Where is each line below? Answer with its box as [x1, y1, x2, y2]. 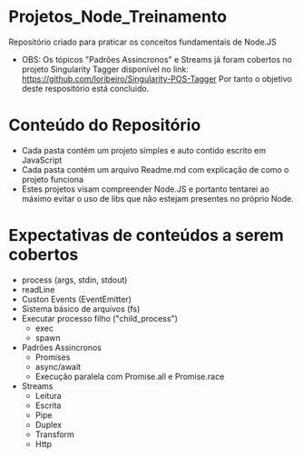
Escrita [34, 400, 62, 411]
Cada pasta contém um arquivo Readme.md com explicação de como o [21, 164, 289, 174]
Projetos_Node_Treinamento [8, 6, 228, 27]
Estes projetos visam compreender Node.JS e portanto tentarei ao [21, 184, 269, 194]
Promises [34, 352, 71, 363]
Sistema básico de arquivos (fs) [21, 303, 141, 314]
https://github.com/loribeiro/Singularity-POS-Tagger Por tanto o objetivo [21, 73, 292, 84]
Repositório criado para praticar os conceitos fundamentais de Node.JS [8, 36, 278, 47]
